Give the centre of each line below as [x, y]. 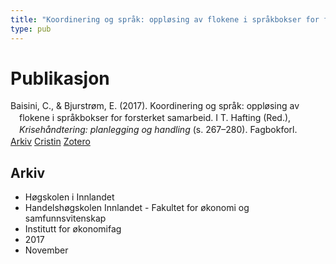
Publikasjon [60, 78]
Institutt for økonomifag [73, 228]
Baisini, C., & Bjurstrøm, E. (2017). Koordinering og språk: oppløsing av [155, 106]
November [46, 250]
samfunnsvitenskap [65, 218]
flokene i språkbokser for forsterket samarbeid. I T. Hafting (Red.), [155, 118]
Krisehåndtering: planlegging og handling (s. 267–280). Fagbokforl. [158, 130]
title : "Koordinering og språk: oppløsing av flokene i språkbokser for [165, 19]
